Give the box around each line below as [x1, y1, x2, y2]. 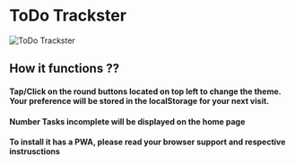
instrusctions [9, 146, 61, 157]
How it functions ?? [9, 61, 119, 76]
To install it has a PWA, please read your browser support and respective [9, 136, 286, 148]
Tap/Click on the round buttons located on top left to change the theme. [9, 86, 282, 97]
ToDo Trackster [9, 5, 127, 26]
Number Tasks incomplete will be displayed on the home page [9, 116, 246, 126]
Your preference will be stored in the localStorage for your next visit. [9, 95, 270, 106]
